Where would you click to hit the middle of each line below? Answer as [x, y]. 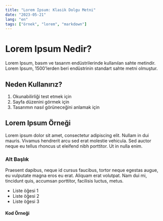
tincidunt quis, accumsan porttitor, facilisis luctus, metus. [64, 181]
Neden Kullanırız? [34, 84]
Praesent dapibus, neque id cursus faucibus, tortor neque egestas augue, [82, 170]
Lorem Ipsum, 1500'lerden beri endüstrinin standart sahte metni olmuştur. [82, 68]
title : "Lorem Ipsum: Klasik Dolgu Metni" [50, 10]
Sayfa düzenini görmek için [41, 102]
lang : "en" [17, 19]
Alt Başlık [17, 159]
